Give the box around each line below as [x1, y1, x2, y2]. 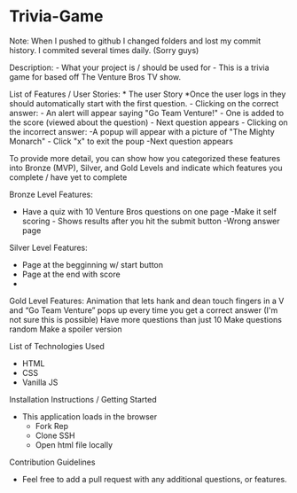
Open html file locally [35, 439, 113, 450]
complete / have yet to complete [9, 171, 128, 183]
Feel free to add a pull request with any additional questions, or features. [21, 473, 287, 484]
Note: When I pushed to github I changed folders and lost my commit [9, 35, 262, 46]
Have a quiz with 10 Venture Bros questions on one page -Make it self [21, 206, 277, 216]
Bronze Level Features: [9, 189, 93, 200]
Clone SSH [35, 430, 75, 441]
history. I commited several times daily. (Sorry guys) [9, 44, 199, 55]
